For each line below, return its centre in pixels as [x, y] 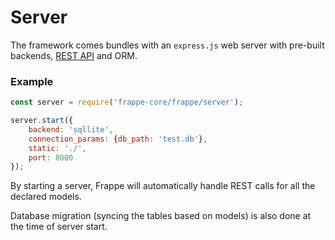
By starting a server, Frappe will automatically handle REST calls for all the [163, 186]
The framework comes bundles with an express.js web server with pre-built [167, 45]
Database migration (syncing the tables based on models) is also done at [161, 216]
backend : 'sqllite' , [71, 129]
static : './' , [57, 148]
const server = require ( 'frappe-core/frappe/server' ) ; [127, 102]
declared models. [46, 197]
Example [32, 81]
